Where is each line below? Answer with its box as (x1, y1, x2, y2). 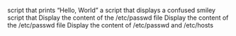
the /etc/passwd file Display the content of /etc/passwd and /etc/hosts (7, 21, 214, 29)
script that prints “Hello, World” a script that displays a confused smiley (7, 6, 216, 14)
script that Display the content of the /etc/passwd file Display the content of (7, 13, 229, 22)
